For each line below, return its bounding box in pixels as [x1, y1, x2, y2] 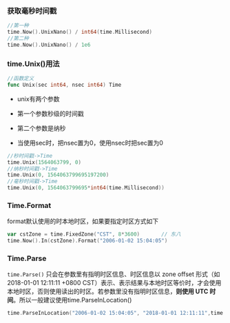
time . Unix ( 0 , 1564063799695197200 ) [7, 171, 109, 178]
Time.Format [7, 201, 52, 211]
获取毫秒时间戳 [7, 6, 57, 15]
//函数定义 [7, 75, 34, 82]
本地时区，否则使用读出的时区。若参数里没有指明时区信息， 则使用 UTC [7, 287, 209, 295]
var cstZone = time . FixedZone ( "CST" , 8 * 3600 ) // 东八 [7, 231, 181, 238]
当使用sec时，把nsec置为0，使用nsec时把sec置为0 [17, 138, 164, 147]
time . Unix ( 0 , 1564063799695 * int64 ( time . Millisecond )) [7, 185, 165, 191]
